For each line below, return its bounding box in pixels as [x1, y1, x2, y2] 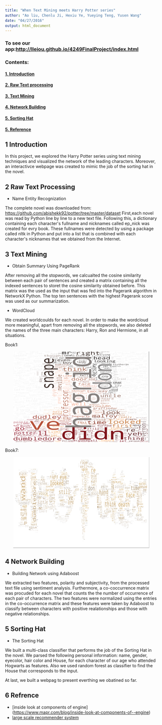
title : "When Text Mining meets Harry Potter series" [5, 8, 116, 13]
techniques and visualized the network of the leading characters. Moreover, [5, 158, 156, 165]
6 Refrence [5, 692, 39, 700]
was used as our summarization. [5, 298, 70, 304]
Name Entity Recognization [12, 196, 66, 201]
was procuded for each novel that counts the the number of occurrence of [5, 590, 153, 596]
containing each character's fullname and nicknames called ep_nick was [5, 221, 150, 227]
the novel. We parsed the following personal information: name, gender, [5, 652, 148, 658]
